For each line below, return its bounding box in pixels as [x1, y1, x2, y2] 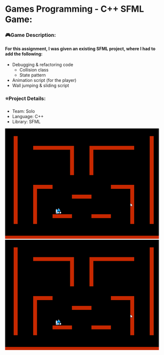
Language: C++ [12, 113, 44, 119]
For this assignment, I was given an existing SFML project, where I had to [5, 46, 156, 51]
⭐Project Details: [5, 95, 46, 102]
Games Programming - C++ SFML [5, 3, 144, 15]
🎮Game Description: [5, 32, 56, 39]
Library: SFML [12, 119, 41, 125]
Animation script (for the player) [12, 77, 77, 83]
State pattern [19, 72, 46, 78]
